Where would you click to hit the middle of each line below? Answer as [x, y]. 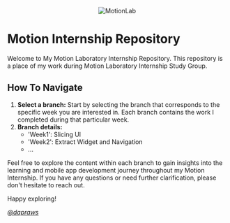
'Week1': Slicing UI [54, 134]
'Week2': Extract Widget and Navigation [85, 142]
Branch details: [40, 127]
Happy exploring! [32, 199]
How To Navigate [45, 88]
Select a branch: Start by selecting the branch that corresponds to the [118, 104]
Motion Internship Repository [94, 39]
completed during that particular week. [73, 120]
